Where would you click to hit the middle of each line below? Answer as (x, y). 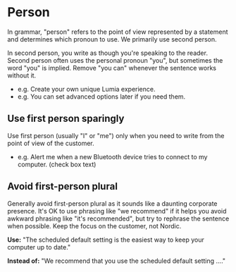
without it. (22, 75)
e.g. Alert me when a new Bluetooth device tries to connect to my (112, 156)
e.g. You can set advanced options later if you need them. (101, 97)
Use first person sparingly (66, 119)
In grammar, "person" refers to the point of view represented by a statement (118, 32)
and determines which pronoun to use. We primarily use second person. (112, 39)
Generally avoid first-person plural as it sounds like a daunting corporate (112, 203)
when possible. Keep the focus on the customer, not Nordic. (94, 225)
